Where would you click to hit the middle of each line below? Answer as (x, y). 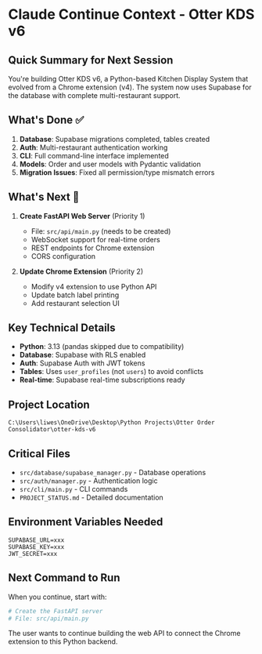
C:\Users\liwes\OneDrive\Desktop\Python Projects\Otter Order (111, 423)
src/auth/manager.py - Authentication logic (88, 481)
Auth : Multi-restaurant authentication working (93, 147)
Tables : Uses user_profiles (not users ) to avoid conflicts (111, 372)
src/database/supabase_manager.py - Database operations (113, 473)
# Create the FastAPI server (56, 611)
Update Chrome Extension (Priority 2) (81, 271)
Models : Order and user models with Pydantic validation (110, 164)
